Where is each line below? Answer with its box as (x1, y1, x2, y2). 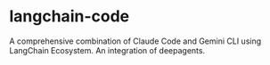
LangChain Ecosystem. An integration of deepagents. (9, 45, 206, 55)
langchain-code (9, 6, 130, 27)
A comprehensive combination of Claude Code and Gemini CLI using (9, 36, 262, 46)
